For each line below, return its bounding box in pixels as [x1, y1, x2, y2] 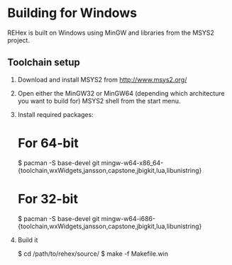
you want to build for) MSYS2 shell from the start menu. [17, 96, 181, 105]
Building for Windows [7, 5, 137, 21]
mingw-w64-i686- [101, 214, 156, 222]
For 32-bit [17, 191, 78, 207]
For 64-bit [17, 135, 79, 151]
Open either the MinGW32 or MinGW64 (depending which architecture [17, 89, 225, 97]
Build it [17, 235, 38, 244]
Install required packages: [17, 110, 94, 118]
